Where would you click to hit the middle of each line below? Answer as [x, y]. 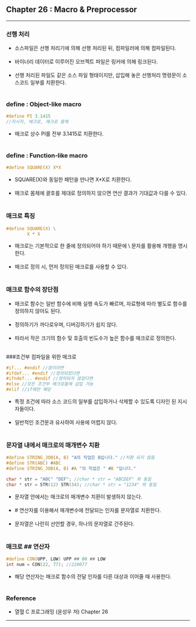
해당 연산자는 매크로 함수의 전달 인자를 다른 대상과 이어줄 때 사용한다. [93, 576]
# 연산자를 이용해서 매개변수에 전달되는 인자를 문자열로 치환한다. [88, 510]
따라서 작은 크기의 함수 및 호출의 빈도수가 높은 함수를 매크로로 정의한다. [95, 338]
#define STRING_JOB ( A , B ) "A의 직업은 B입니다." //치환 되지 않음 [80, 458]
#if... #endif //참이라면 [35, 368]
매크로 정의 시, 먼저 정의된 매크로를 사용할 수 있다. [71, 267]
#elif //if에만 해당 [29, 390]
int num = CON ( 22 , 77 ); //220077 [47, 564]
